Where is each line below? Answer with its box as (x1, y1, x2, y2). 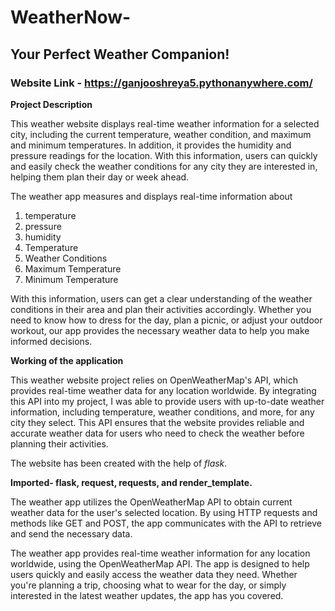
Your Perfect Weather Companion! (10, 46, 230, 63)
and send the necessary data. (10, 527, 133, 540)
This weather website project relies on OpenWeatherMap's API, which (10, 374, 298, 386)
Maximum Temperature (24, 262, 122, 275)
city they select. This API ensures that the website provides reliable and (10, 416, 305, 428)
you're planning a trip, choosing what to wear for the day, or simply (10, 579, 287, 591)
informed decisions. (10, 335, 93, 347)
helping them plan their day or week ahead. (10, 171, 190, 183)
